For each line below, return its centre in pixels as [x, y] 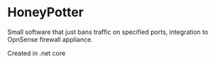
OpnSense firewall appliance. [50, 39]
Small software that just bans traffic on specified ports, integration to [108, 32]
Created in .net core [37, 53]
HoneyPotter [45, 12]
